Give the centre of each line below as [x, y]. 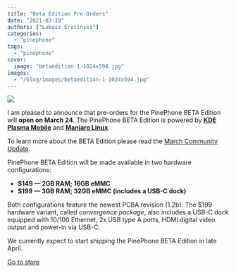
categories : [25, 34]
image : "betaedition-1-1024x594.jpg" [69, 66]
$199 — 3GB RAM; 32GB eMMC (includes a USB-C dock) [102, 191]
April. [15, 248]
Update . [19, 149]
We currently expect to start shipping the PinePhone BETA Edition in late [112, 241]
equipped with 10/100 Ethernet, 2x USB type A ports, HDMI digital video [111, 220]
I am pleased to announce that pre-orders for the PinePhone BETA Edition [114, 113]
